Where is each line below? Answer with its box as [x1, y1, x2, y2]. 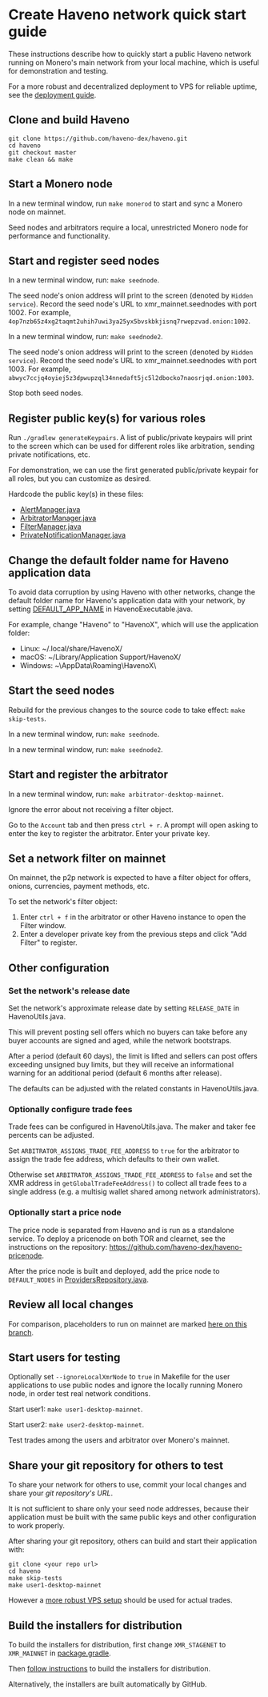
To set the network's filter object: [8, 897, 118, 907]
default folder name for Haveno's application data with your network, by [8, 596, 246, 605]
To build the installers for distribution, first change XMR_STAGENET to [8, 1639, 226, 1649]
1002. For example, [8, 308, 71, 318]
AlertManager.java [19, 505, 81, 514]
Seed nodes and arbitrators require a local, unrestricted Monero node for [8, 222, 249, 232]
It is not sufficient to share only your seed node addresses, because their [8, 1504, 250, 1514]
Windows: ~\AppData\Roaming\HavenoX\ [19, 661, 157, 670]
